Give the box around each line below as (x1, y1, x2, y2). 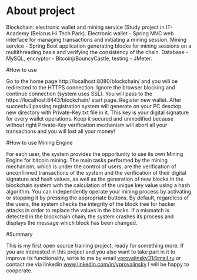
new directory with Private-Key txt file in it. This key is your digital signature (6, 109, 189, 116)
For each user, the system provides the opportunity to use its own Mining (6, 150, 183, 157)
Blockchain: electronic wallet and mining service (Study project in (6, 24, 165, 31)
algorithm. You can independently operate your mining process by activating (6, 188, 192, 195)
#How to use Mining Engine (6, 139, 73, 146)
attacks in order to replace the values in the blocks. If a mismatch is (6, 206, 169, 214)
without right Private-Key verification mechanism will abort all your (6, 121, 168, 128)
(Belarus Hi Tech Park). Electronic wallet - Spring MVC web (30, 29, 174, 36)
